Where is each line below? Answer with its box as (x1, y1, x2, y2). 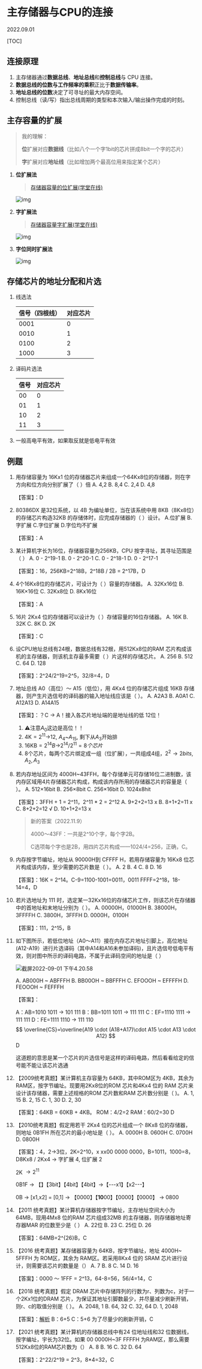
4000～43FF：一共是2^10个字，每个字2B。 (30, 830, 138, 837)
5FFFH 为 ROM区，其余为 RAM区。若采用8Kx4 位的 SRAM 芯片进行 (15, 1255, 182, 1262)
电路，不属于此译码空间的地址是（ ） (73, 952, 164, 959)
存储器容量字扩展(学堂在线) (30, 221, 98, 228)
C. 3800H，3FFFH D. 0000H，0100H (36, 911, 129, 918)
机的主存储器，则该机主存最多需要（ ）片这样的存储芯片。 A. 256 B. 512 (15, 653, 194, 660)
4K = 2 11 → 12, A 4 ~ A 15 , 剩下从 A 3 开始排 (24, 732, 117, 742)
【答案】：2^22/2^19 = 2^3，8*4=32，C (15, 1356, 114, 1364)
